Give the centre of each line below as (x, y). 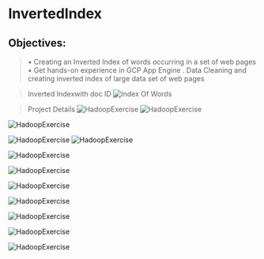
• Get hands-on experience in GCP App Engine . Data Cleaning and (137, 70)
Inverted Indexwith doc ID (70, 94)
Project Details (51, 109)
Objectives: (37, 43)
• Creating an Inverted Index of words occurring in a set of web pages (142, 62)
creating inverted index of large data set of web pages (116, 79)
